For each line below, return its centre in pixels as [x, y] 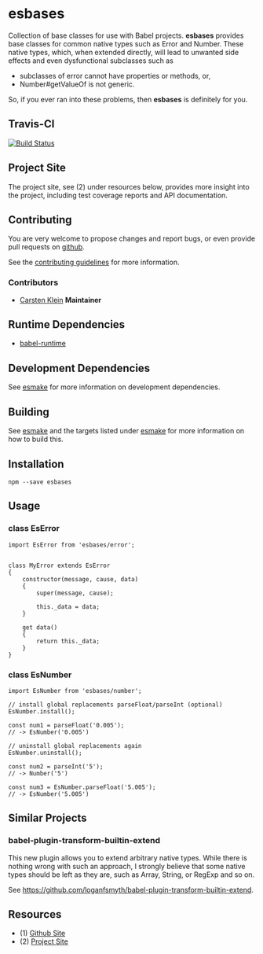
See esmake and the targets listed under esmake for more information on [126, 431]
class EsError [34, 529]
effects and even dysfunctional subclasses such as [91, 61]
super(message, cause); [75, 593]
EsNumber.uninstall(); [45, 753]
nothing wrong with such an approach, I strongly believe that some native [127, 866]
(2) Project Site [44, 941]
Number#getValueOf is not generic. [77, 84]
